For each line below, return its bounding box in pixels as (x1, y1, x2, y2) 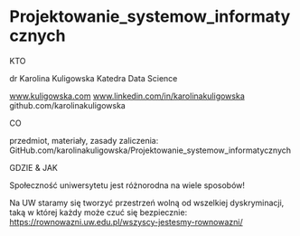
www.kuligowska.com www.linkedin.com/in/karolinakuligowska (9, 90, 246, 101)
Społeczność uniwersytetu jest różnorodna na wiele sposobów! (9, 179, 246, 191)
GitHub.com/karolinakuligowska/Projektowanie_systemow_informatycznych (9, 145, 292, 156)
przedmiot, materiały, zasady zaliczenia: (9, 135, 159, 146)
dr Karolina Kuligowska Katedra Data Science (9, 72, 178, 83)
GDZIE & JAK (9, 162, 59, 173)
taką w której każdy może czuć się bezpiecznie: (9, 206, 188, 218)
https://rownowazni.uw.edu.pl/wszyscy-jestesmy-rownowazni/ (9, 216, 243, 227)
